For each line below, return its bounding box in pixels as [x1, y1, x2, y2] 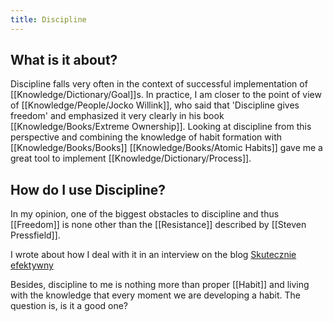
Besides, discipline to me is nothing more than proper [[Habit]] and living [10, 279, 310, 291]
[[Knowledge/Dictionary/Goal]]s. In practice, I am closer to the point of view [10, 89, 322, 101]
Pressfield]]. [10, 229, 61, 241]
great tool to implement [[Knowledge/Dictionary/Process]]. [10, 152, 252, 165]
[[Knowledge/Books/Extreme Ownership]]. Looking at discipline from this [10, 121, 312, 133]
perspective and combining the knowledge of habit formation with [10, 131, 283, 143]
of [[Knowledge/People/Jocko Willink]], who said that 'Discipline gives [10, 99, 300, 111]
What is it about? [10, 52, 118, 69]
